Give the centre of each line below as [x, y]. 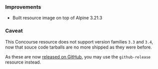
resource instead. [23, 62]
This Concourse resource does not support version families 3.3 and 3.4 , [79, 41]
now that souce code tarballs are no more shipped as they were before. [79, 47]
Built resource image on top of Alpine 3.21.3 [57, 18]
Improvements [23, 7]
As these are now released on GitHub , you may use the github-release [78, 56]
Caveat [14, 31]
